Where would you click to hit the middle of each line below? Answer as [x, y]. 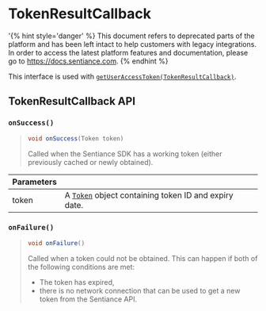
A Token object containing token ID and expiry [149, 195]
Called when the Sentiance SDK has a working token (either [125, 154]
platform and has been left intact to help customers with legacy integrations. [133, 44]
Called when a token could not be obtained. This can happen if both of [142, 258]
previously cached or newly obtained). [90, 162]
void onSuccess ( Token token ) [76, 138]
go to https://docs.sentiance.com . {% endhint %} [88, 61]
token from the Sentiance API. [88, 299]
